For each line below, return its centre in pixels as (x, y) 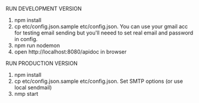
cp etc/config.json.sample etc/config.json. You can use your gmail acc (101, 26)
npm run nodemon (37, 45)
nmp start (26, 94)
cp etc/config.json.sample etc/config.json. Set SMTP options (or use (99, 81)
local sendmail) (33, 88)
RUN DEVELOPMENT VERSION (44, 9)
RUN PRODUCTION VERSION (42, 63)
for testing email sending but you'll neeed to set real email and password (104, 33)
